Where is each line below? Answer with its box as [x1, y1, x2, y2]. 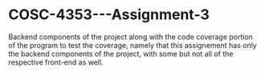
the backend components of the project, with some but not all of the [8, 49, 234, 58]
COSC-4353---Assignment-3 [8, 6, 210, 24]
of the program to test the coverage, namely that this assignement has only [8, 40, 257, 49]
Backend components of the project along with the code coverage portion [8, 32, 253, 41]
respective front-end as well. [8, 57, 104, 67]
